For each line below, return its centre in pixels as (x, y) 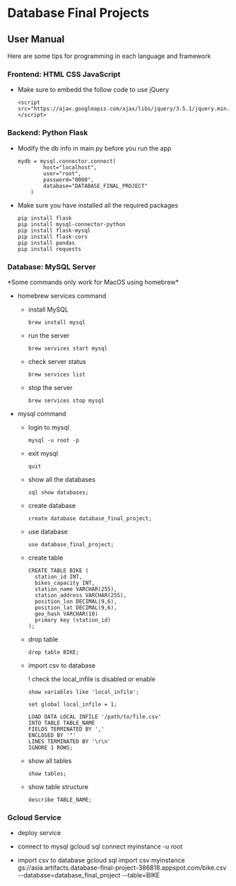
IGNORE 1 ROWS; (50, 748)
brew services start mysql (68, 348)
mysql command (42, 413)
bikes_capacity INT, (65, 583)
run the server (49, 335)
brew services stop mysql (66, 401)
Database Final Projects (78, 13)
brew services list (57, 374)
